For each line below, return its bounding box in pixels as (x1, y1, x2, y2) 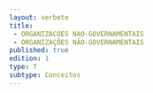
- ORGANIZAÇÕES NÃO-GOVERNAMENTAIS (12, 37, 144, 47)
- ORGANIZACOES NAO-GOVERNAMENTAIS (12, 29, 144, 38)
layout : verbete (9, 12, 69, 22)
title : (9, 21, 34, 30)
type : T (9, 63, 38, 72)
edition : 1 (9, 54, 50, 63)
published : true (9, 46, 69, 55)
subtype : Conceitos (9, 71, 81, 80)
